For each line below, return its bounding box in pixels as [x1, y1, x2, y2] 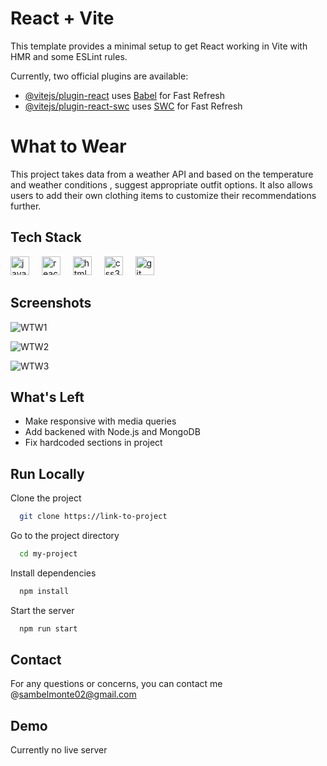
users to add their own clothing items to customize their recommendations [10, 189, 317, 201]
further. [10, 200, 42, 212]
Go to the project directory [10, 530, 120, 541]
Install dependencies [10, 567, 97, 579]
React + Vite [10, 7, 115, 30]
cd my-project [19, 549, 78, 559]
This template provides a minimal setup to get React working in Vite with [10, 40, 308, 52]
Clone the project [10, 492, 82, 504]
